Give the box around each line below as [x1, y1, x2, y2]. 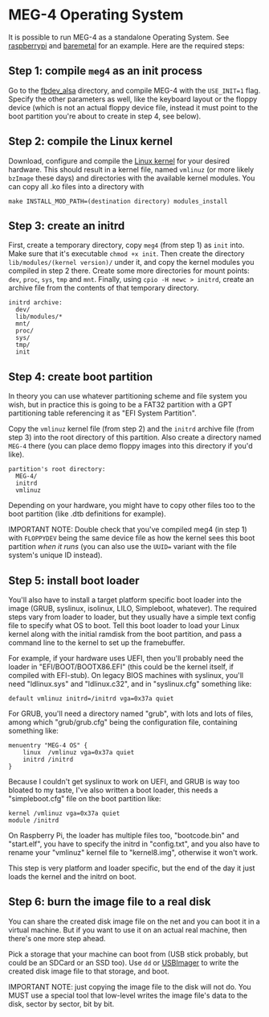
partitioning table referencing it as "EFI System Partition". [8, 408, 197, 418]
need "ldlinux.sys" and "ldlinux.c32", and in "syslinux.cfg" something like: [8, 679, 252, 688]
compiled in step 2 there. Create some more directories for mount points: [8, 266, 251, 275]
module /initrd [8, 816, 59, 825]
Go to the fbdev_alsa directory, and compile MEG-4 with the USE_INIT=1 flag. [8, 85, 261, 95]
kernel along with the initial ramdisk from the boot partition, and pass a [8, 630, 243, 639]
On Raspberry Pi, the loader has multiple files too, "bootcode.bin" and [8, 831, 239, 840]
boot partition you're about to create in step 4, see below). [8, 111, 202, 121]
